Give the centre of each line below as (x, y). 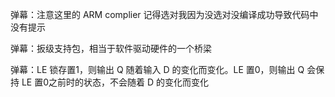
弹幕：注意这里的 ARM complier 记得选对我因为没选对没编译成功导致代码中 (164, 14)
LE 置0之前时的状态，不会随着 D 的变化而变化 (115, 82)
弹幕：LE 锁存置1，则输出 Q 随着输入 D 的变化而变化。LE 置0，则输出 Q (157, 69)
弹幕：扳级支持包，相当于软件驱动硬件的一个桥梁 (111, 48)
